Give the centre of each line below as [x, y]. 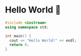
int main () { [18, 36]
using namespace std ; [27, 27]
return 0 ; [19, 45]
